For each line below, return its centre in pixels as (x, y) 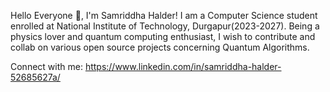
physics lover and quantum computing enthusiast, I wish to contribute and (163, 36)
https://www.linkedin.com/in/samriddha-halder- (183, 66)
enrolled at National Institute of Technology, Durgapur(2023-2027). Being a (165, 26)
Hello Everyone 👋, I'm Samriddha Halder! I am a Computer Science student (164, 15)
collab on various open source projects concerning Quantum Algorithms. (160, 47)
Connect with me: (46, 66)
